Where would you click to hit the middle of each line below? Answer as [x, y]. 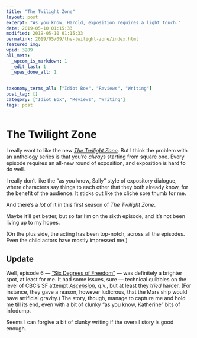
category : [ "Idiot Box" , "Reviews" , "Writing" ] [66, 99]
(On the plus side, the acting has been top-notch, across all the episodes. [96, 234]
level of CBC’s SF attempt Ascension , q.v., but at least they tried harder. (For [99, 286]
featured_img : [24, 45]
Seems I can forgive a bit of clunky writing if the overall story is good [90, 322]
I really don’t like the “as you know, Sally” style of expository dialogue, [92, 181]
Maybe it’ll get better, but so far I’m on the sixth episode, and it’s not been [96, 216]
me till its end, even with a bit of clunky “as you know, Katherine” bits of [93, 304]
